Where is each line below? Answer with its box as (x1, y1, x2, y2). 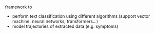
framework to (5, 4, 33, 10)
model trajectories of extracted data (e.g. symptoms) (12, 23, 118, 29)
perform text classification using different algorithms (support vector (12, 13, 150, 19)
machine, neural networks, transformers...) (12, 19, 98, 24)
